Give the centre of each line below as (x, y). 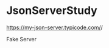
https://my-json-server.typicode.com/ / (55, 27)
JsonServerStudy (52, 11)
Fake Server (21, 39)
